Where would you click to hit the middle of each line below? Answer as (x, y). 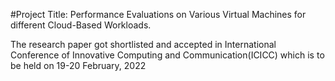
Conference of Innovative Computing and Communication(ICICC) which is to (167, 55)
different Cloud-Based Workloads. (81, 25)
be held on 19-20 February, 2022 (78, 65)
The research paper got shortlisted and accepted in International (143, 44)
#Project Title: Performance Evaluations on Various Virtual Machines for (158, 14)
